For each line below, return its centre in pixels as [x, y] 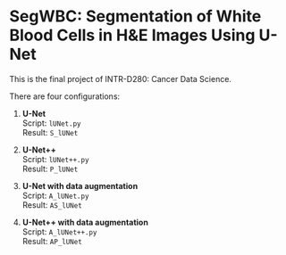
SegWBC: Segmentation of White [135, 16]
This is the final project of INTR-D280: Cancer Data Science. [121, 78]
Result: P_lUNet [50, 169]
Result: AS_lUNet [52, 205]
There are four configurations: [65, 96]
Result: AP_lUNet [52, 241]
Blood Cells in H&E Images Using [132, 35]
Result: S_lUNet [50, 132]
